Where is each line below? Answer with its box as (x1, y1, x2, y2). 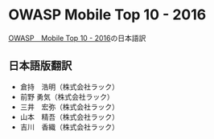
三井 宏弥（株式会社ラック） (19, 102, 119, 112)
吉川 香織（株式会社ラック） (19, 122, 119, 132)
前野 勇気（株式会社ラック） (19, 92, 114, 101)
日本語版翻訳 (8, 59, 72, 73)
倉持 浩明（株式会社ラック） (19, 82, 119, 92)
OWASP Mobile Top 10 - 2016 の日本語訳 (8, 33, 146, 43)
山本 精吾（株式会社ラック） (19, 112, 119, 121)
